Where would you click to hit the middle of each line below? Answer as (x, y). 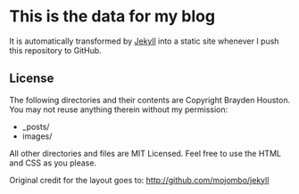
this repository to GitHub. (56, 50)
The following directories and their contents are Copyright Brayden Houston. (150, 100)
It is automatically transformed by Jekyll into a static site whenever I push (144, 41)
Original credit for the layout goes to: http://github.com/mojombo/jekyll (139, 180)
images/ (37, 136)
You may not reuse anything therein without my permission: (119, 109)
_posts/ (36, 126)
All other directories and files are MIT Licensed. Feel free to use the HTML (145, 153)
